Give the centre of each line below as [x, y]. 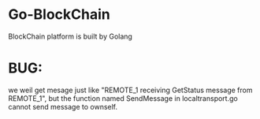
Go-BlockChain [59, 15]
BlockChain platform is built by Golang [70, 36]
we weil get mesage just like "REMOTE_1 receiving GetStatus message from [130, 90]
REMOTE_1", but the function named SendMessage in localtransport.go [123, 98]
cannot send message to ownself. [63, 106]
